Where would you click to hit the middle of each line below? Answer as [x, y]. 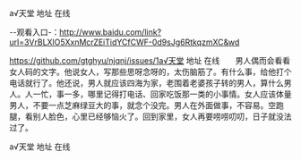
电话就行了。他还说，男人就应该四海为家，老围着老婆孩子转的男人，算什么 [146, 83]
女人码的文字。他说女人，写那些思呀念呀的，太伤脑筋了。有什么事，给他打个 [150, 72]
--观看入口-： [34, 32]
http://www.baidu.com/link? [111, 32]
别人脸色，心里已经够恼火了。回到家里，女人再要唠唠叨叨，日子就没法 [162, 116]
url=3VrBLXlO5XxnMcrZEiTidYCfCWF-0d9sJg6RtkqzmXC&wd [125, 42]
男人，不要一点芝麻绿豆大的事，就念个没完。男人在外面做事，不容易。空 [142, 105]
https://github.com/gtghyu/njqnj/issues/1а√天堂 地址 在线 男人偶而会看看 [150, 60]
